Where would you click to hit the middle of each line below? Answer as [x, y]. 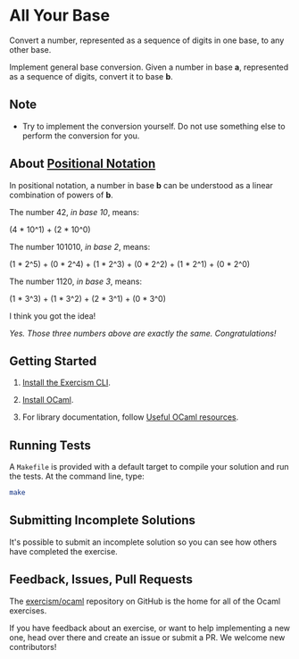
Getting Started [53, 361]
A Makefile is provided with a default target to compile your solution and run [149, 467]
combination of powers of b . [61, 195]
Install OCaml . [48, 400]
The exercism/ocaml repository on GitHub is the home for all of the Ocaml [145, 601]
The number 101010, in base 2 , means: [80, 246]
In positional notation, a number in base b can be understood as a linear [141, 185]
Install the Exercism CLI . [66, 383]
